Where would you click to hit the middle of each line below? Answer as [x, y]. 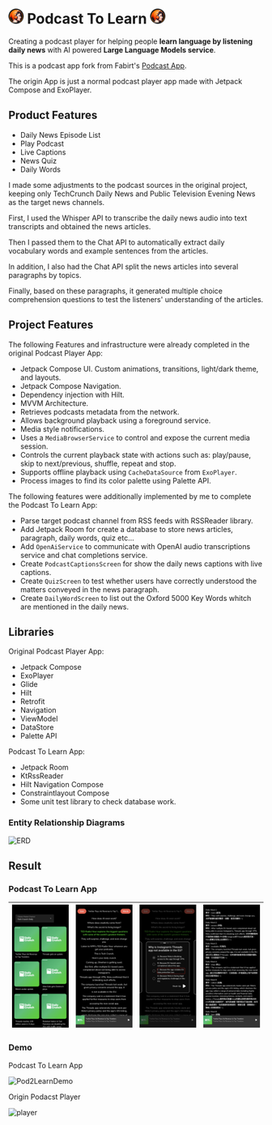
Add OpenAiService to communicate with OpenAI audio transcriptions [135, 546]
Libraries [31, 632]
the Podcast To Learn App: [53, 505]
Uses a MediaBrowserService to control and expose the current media [135, 437]
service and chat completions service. [84, 555]
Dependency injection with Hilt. [72, 394]
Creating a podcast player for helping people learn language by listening [131, 41]
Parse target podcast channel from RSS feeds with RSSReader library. [136, 520]
